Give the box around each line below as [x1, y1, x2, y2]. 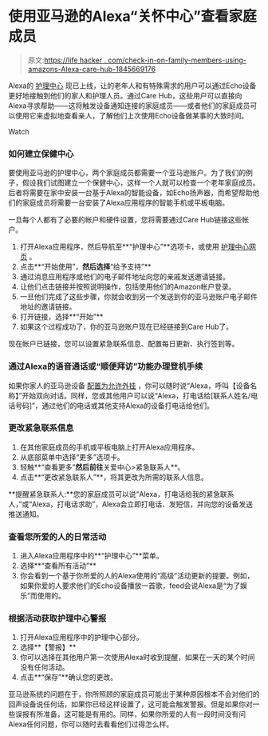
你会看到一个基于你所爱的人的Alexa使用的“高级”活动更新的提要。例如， [19, 571, 254, 581]
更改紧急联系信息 [8, 422, 74, 434]
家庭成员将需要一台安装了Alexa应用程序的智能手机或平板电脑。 [22, 198, 230, 208]
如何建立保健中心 [8, 148, 74, 159]
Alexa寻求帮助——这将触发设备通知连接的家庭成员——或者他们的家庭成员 [8, 101, 250, 110]
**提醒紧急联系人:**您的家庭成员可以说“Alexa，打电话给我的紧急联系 [8, 489, 235, 498]
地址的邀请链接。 [19, 302, 77, 312]
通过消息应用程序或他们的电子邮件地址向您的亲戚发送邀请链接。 [19, 272, 230, 282]
